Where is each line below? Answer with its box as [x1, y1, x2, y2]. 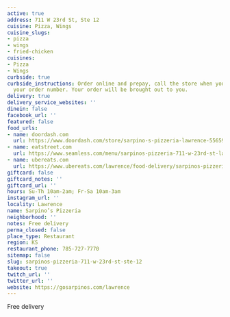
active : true [7, 10, 44, 17]
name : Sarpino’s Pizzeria [7, 207, 81, 214]
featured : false [7, 118, 53, 125]
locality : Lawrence [7, 201, 63, 208]
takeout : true [7, 264, 48, 271]
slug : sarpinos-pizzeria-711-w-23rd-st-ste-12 [7, 258, 142, 265]
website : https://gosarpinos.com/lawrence [7, 283, 130, 291]
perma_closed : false [7, 227, 66, 233]
